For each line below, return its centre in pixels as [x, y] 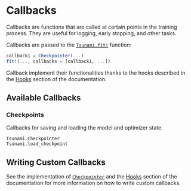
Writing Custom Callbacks [56, 162]
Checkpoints [25, 115]
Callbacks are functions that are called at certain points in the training [92, 27]
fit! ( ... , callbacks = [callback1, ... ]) [58, 61]
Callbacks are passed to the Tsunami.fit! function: [69, 45]
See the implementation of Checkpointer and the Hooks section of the [92, 177]
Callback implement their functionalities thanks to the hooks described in [96, 73]
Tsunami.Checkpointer [33, 139]
